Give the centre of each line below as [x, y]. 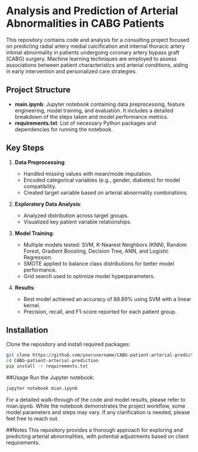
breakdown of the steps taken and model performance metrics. [91, 117]
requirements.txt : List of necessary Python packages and [85, 123]
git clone [18, 355]
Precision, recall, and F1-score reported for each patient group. [100, 311]
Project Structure [38, 90]
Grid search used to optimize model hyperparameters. [89, 276]
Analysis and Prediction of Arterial [92, 11]
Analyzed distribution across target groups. [76, 215]
